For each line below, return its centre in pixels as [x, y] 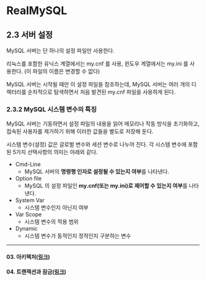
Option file [28, 179]
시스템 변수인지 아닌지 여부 [56, 208]
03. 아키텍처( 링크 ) [28, 257]
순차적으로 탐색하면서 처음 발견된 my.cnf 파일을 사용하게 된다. [101, 92]
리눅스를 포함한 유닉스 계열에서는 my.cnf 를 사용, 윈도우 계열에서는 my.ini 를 [97, 64]
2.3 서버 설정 [30, 35]
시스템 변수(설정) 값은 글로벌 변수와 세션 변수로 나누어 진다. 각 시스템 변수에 [97, 144]
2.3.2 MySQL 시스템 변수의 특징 [51, 109]
